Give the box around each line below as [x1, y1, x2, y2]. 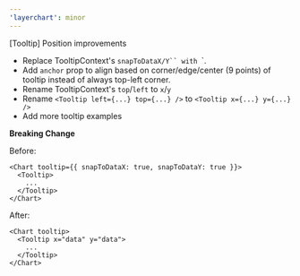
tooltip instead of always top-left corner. [21, 73, 171, 85]
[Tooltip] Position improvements [9, 38, 127, 48]
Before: [9, 145, 37, 156]
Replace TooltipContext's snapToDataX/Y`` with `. [21, 55, 207, 65]
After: [9, 210, 30, 220]
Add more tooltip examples [21, 110, 123, 121]
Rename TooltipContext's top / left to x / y [21, 83, 172, 94]
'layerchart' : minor [9, 13, 87, 22]
